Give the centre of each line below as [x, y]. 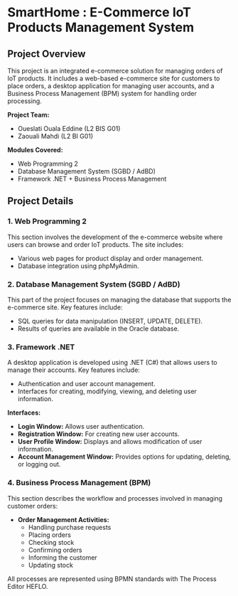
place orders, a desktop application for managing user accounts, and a [111, 86]
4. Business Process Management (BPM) [79, 483]
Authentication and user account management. [86, 384]
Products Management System [101, 27]
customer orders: [33, 506]
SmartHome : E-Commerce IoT [99, 12]
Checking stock [51, 542]
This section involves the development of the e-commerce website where [115, 237]
